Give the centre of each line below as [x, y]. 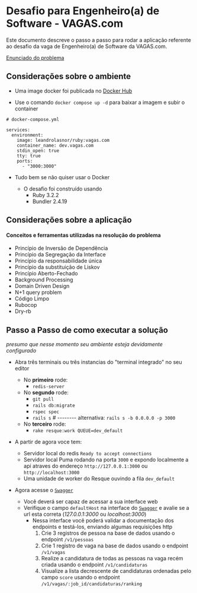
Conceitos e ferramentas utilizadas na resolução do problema [83, 235]
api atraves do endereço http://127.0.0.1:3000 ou [85, 466]
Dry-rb [23, 311]
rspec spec [46, 412]
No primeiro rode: [46, 380]
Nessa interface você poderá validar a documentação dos [103, 521]
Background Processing [44, 280]
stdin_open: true [38, 150]
